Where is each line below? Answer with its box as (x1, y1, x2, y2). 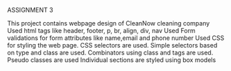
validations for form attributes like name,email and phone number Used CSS (7, 34, 225, 42)
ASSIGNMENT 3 (7, 6, 53, 14)
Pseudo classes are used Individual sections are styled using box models (7, 56, 216, 64)
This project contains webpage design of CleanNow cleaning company (7, 19, 210, 27)
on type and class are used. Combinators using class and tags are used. (7, 48, 214, 57)
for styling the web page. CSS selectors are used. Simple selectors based (7, 41, 218, 49)
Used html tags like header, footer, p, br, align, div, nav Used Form (7, 27, 196, 34)
